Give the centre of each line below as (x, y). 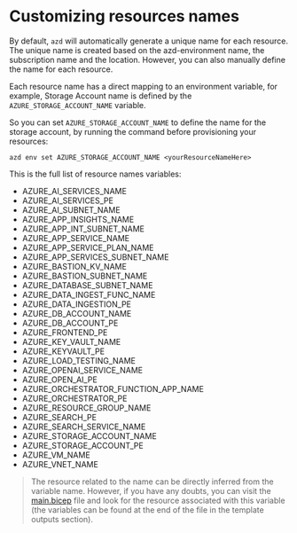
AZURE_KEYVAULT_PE (63, 351)
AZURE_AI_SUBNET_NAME (71, 209)
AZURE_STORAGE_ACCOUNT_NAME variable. (78, 105)
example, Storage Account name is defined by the (101, 96)
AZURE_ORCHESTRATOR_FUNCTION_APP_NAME (113, 388)
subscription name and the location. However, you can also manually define (148, 59)
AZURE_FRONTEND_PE (65, 332)
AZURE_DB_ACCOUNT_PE (70, 323)
